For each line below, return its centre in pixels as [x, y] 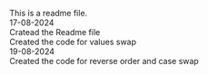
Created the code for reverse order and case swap [104, 61]
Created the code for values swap [73, 42]
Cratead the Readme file [55, 32]
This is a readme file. [49, 13]
